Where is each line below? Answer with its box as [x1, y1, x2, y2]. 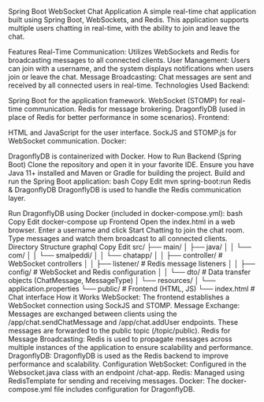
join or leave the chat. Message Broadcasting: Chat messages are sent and [8, 73, 252, 81]
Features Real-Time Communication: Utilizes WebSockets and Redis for [8, 47, 240, 56]
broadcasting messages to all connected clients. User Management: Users [8, 55, 251, 65]
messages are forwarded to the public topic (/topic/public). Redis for [8, 326, 231, 335]
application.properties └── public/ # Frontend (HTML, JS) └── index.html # [8, 284, 255, 293]
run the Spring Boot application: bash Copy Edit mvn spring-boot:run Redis [8, 177, 251, 186]
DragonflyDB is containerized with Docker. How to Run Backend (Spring [8, 151, 242, 161]
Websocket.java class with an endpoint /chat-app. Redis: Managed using [8, 368, 245, 377]
